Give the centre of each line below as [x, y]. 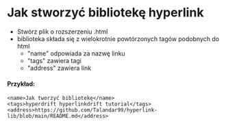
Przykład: [21, 84]
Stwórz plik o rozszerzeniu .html [62, 32]
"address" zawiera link [59, 68]
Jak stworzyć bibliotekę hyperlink [105, 13]
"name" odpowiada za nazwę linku [76, 53]
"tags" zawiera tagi [54, 60]
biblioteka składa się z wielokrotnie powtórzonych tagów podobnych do [118, 38]
